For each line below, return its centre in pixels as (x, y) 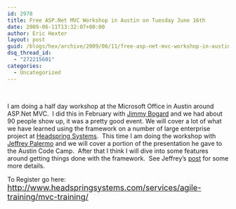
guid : (15, 46)
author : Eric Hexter (38, 33)
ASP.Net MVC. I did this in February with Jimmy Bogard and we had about (115, 114)
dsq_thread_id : (29, 53)
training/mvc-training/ (48, 197)
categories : (25, 66)
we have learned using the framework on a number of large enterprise (109, 128)
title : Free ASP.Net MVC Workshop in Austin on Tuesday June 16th (106, 20)
